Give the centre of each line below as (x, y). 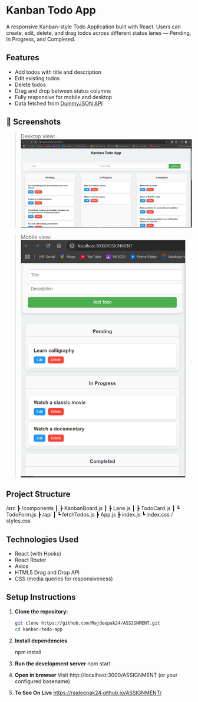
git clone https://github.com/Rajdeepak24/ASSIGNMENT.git (87, 623)
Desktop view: (38, 136)
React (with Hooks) (38, 554)
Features (23, 58)
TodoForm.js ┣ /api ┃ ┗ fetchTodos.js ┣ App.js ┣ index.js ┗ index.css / (90, 515)
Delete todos (30, 84)
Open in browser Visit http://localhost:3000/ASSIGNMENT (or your (96, 675)
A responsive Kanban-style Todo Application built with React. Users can (94, 27)
